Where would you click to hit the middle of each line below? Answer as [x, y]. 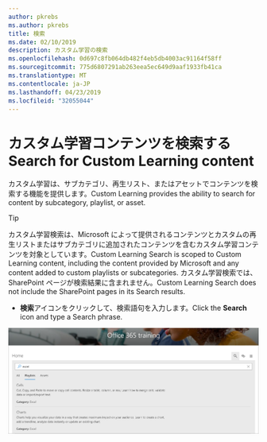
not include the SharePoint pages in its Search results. [97, 292]
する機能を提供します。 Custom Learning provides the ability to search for [135, 194]
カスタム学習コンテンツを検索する [120, 143]
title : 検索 [27, 33]
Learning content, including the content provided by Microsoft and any [124, 263]
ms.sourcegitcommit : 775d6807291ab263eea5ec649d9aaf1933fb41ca [115, 68]
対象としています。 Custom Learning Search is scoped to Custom [135, 254]
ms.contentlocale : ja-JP [49, 83]
